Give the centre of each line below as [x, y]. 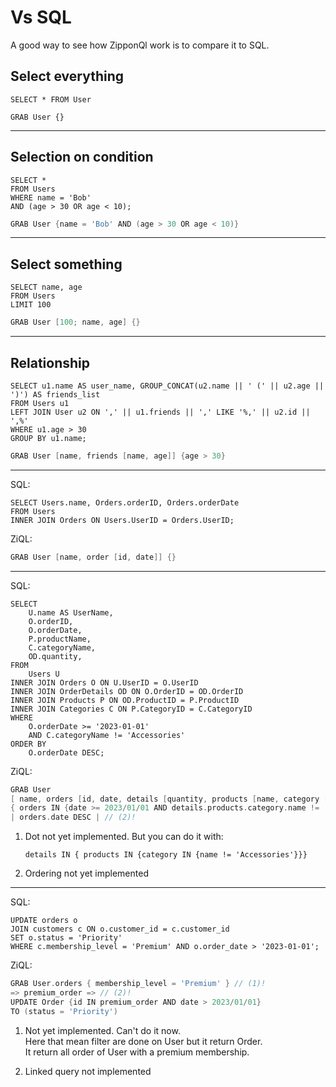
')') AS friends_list [55, 394]
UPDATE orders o [44, 921]
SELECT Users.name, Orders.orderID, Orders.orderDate [125, 502]
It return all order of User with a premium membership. [137, 1052]
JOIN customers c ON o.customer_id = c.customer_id [120, 929]
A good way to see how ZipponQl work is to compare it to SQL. [140, 45]
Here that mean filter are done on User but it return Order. [143, 1041]
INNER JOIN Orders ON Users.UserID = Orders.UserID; [122, 520]
